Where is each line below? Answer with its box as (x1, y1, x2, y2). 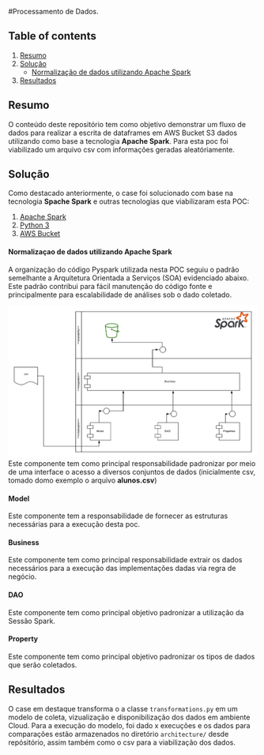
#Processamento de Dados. (8, 7, 99, 16)
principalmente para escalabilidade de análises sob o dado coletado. (8, 290, 232, 299)
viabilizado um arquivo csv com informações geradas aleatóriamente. (8, 145, 235, 154)
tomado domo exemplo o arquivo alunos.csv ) (8, 475, 157, 485)
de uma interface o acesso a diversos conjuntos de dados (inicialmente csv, (8, 468, 255, 477)
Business (8, 537, 40, 547)
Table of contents (8, 29, 96, 43)
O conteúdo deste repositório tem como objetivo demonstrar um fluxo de (8, 119, 247, 129)
